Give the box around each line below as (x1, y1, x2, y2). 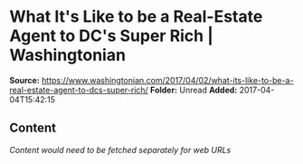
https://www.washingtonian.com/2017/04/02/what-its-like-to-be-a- (42, 74, 294, 85)
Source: (9, 74, 41, 85)
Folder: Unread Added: (150, 84, 238, 95)
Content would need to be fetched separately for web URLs (9, 144, 232, 155)
